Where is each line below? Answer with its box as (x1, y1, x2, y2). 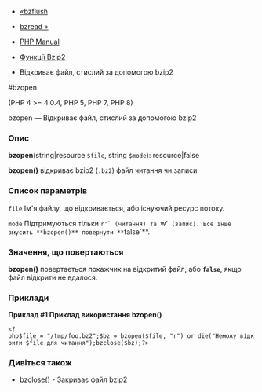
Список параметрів (8, 185, 88, 196)
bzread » (19, 22, 49, 31)
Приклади (8, 292, 49, 303)
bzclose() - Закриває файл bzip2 (19, 375, 128, 384)
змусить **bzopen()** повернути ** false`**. (8, 227, 151, 236)
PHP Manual (19, 37, 60, 46)
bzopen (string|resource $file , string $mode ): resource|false (8, 151, 200, 160)
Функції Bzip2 (19, 53, 66, 61)
